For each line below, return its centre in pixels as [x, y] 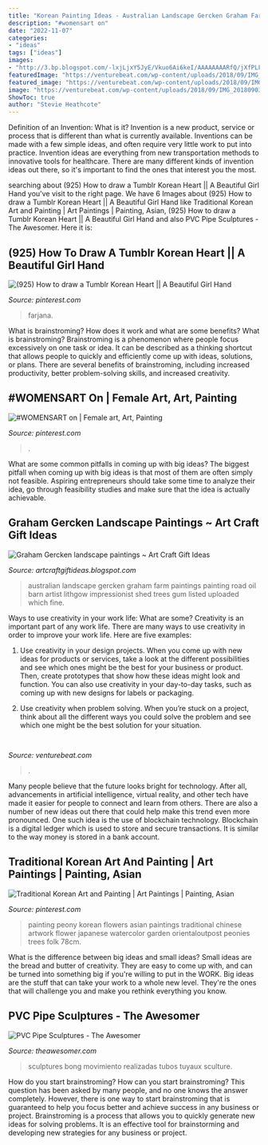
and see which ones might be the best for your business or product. [131, 667]
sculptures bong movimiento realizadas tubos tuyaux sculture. [130, 1066]
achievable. [27, 497]
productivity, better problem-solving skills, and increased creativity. [119, 373]
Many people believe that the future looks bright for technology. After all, [128, 786]
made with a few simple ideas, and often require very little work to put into [130, 144]
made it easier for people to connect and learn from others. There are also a [133, 803]
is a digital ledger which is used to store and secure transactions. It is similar [134, 828]
